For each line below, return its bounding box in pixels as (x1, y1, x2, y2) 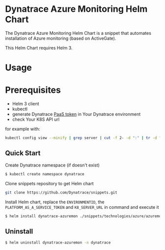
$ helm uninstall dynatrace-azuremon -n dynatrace (5, 240, 111, 245)
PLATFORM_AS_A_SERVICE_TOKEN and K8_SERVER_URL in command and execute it (5, 204, 159, 210)
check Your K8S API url (12, 116, 60, 122)
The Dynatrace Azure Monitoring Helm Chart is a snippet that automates (5, 30, 151, 36)
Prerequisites (5, 84, 61, 96)
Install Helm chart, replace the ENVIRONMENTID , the (5, 199, 105, 205)
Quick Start (5, 149, 41, 158)
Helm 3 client (12, 101, 39, 107)
